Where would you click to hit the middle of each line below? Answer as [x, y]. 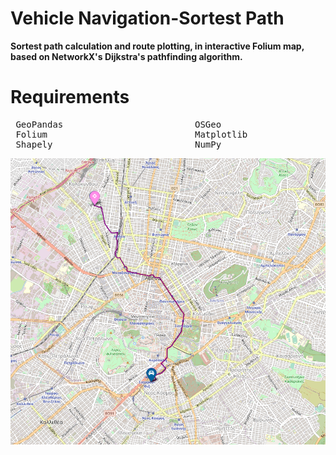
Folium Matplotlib [131, 134]
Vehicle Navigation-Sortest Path [147, 18]
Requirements [70, 97]
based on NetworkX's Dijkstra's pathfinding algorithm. [126, 56]
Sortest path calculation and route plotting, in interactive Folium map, [157, 46]
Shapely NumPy [118, 144]
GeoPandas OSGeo [118, 124]
